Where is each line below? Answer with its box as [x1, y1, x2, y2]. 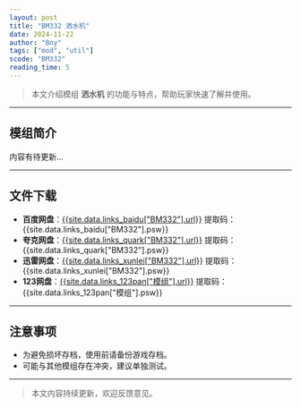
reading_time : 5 [9, 64, 70, 72]
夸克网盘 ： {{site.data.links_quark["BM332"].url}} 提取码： [21, 234, 236, 245]
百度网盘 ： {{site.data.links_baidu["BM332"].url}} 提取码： [21, 214, 236, 225]
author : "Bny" [9, 38, 63, 47]
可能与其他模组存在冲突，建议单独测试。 [21, 360, 172, 371]
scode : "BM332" [9, 55, 66, 64]
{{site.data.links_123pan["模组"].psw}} [21, 287, 163, 298]
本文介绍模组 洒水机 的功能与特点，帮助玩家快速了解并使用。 [30, 89, 256, 99]
